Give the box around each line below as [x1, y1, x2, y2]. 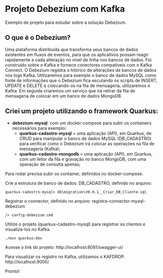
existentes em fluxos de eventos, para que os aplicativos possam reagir [5, 52, 149, 57]
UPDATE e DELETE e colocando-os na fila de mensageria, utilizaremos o [5, 83, 150, 88]
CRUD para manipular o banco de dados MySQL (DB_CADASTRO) [19, 135, 152, 141]
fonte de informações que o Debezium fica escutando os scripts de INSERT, [5, 77, 158, 83]
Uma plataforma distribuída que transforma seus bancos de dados [5, 46, 139, 52]
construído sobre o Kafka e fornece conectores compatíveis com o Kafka [5, 62, 152, 68]
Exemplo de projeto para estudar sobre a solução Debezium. [5, 19, 127, 25]
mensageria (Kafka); [19, 146, 61, 152]
